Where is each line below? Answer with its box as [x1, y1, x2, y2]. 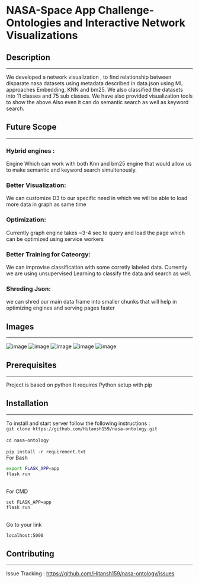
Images [6, 321, 34, 331]
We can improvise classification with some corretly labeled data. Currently [6, 264, 188, 270]
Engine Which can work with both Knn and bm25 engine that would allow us [6, 160, 192, 168]
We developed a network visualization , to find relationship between [6, 73, 172, 80]
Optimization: [6, 215, 46, 224]
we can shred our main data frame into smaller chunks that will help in [6, 298, 177, 305]
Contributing [6, 549, 54, 559]
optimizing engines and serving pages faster [6, 304, 115, 311]
